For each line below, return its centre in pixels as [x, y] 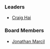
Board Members [24, 31]
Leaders [15, 7]
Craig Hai [21, 18]
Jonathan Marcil [28, 41]
